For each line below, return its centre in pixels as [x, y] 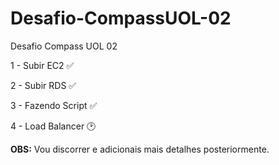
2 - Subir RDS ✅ [43, 85]
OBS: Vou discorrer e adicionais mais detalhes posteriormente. [140, 149]
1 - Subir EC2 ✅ [42, 65]
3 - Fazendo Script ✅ [54, 105]
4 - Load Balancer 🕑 [53, 126]
